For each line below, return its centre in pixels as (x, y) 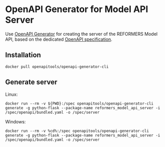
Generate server (31, 82)
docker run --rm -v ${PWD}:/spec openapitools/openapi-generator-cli (79, 103)
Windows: (16, 121)
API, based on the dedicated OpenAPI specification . (59, 39)
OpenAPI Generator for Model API (77, 9)
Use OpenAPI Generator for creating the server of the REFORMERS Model (81, 34)
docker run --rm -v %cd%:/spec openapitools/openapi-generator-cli (77, 131)
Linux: (12, 94)
